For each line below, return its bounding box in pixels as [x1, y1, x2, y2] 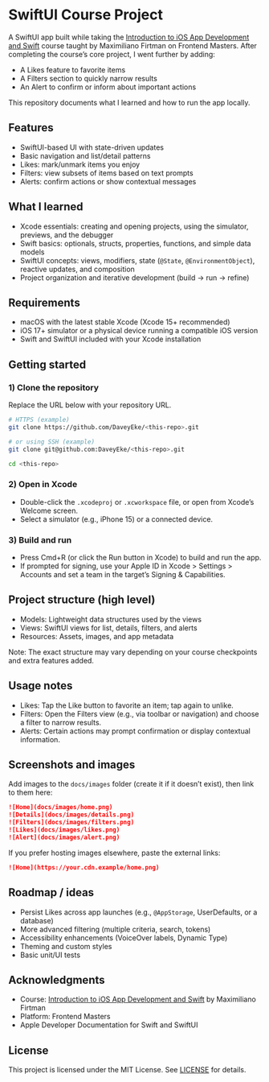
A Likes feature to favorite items [19, 64, 126, 74]
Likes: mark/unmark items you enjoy [19, 159, 141, 169]
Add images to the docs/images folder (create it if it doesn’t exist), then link [8, 779, 255, 789]
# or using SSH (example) [8, 437, 95, 446]
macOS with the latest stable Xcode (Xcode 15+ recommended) [19, 317, 230, 327]
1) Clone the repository [8, 382, 99, 393]
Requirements [8, 295, 80, 309]
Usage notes [8, 679, 73, 693]
